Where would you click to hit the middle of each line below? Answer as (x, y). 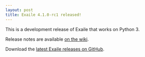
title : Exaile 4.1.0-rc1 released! (43, 15)
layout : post (19, 10)
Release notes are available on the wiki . (47, 39)
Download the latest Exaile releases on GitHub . (55, 49)
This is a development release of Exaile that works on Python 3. (72, 29)
